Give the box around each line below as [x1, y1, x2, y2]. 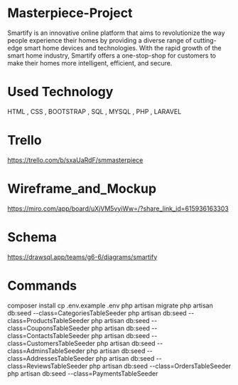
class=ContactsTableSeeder [7, 331, 90, 339]
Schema [7, 229, 57, 245]
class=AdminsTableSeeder [7, 347, 85, 355]
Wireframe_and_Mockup [7, 181, 157, 196]
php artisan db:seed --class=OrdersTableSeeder [89, 362, 232, 370]
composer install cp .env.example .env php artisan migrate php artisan [7, 301, 213, 310]
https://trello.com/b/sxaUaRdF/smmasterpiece [7, 155, 144, 164]
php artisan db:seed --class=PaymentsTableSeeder [7, 369, 158, 378]
